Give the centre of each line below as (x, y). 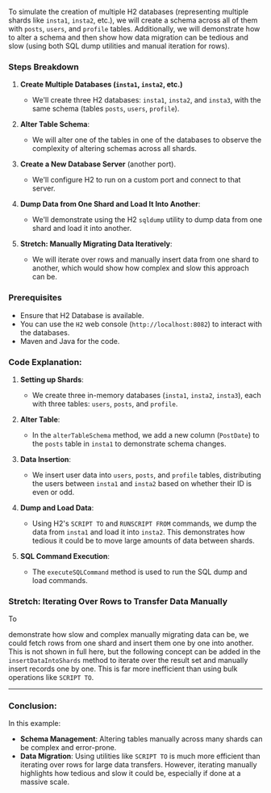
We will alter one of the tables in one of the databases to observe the (147, 140)
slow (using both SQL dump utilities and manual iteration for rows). (119, 46)
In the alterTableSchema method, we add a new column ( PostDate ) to (146, 434)
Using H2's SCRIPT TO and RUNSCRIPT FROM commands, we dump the (144, 523)
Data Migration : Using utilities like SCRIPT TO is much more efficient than (140, 756)
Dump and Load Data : (57, 507)
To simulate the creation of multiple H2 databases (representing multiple (128, 12)
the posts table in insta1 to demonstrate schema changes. (129, 443)
